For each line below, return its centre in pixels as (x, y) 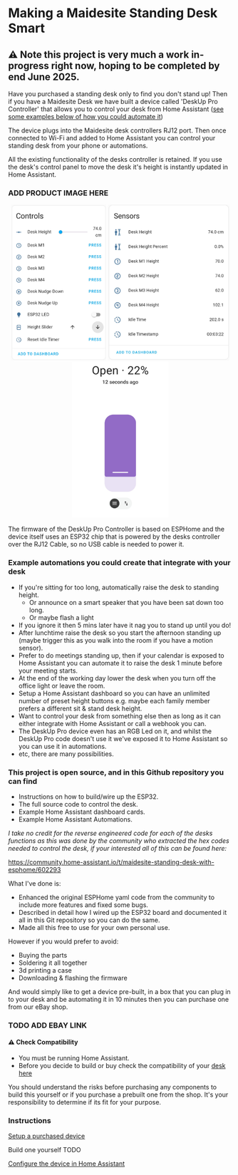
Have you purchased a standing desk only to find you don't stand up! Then (118, 94)
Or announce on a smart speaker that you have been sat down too (126, 602)
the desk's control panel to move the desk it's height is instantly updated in (118, 167)
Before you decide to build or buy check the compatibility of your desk (122, 1066)
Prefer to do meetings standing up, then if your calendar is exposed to (121, 655)
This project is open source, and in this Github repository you (116, 772)
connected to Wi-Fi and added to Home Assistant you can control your (112, 138)
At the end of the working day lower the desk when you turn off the (117, 678)
